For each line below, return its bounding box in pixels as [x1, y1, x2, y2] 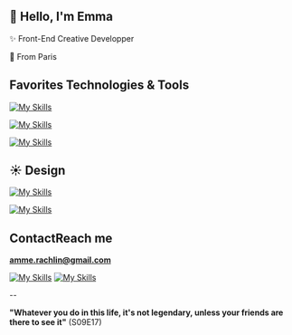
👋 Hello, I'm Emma [9, 9, 113, 24]
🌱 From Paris [9, 51, 57, 62]
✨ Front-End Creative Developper [9, 33, 135, 43]
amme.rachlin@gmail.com [9, 254, 111, 265]
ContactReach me [9, 230, 113, 245]
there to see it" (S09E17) [9, 317, 102, 328]
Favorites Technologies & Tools [9, 78, 190, 93]
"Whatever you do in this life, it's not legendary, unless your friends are [9, 307, 284, 318]
